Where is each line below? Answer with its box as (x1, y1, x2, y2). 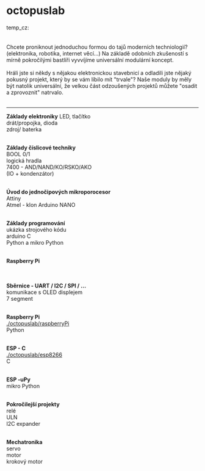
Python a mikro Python (6, 239, 64, 246)
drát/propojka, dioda (6, 119, 58, 126)
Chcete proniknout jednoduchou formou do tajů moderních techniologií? (6, 43, 188, 51)
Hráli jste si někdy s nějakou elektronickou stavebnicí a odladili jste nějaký (6, 69, 192, 76)
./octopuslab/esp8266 (6, 351, 63, 358)
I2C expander (6, 420, 41, 427)
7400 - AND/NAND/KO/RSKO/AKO (6, 163, 92, 171)
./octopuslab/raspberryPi (6, 320, 70, 327)
